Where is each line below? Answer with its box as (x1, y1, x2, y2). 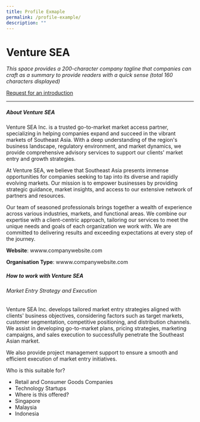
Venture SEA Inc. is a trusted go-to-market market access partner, (6, 123, 168, 131)
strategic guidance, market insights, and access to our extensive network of (6, 186, 193, 193)
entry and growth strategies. (6, 156, 76, 163)
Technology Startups (14, 384, 67, 392)
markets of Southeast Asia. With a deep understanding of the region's (6, 136, 177, 144)
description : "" (6, 20, 46, 26)
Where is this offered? (14, 391, 70, 398)
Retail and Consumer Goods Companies (14, 378, 113, 385)
